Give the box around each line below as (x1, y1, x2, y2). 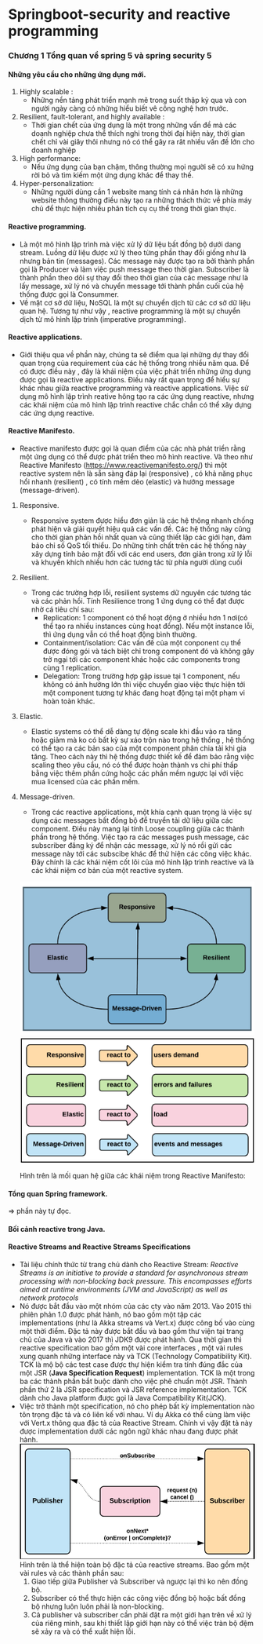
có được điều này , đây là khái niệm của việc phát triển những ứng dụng (19, 367, 251, 376)
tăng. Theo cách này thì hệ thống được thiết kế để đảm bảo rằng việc (31, 751, 254, 761)
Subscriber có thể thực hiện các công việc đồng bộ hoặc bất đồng (31, 1594, 247, 1603)
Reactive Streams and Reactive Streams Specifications (8, 1242, 191, 1251)
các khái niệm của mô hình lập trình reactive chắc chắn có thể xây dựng (19, 400, 252, 409)
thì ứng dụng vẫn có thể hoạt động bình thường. (42, 630, 197, 639)
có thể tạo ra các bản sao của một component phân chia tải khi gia (31, 743, 247, 753)
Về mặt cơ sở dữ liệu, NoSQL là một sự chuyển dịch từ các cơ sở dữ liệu (19, 298, 250, 307)
